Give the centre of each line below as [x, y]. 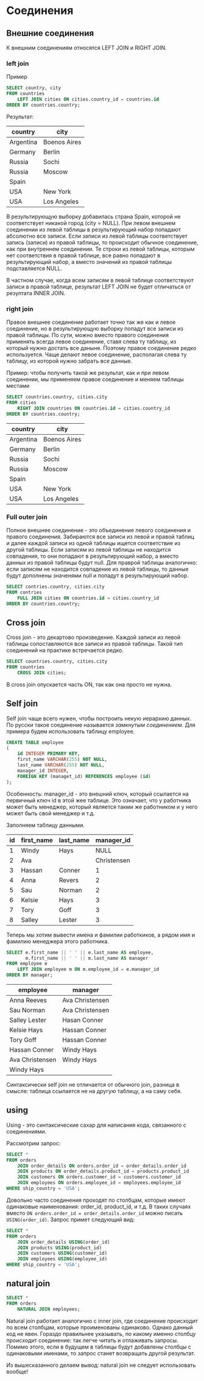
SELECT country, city [34, 88]
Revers [69, 880]
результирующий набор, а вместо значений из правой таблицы [89, 262]
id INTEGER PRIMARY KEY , [49, 754]
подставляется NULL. [34, 268]
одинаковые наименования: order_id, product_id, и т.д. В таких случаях [99, 1206]
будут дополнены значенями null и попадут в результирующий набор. [97, 575]
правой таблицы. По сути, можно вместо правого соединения [88, 335]
